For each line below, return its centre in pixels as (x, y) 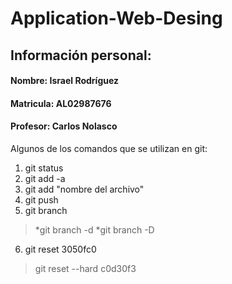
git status (44, 168)
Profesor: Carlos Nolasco (64, 126)
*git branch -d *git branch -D (94, 229)
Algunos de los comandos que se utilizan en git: (109, 148)
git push (41, 199)
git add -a (45, 178)
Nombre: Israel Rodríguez (65, 81)
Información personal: (81, 55)
